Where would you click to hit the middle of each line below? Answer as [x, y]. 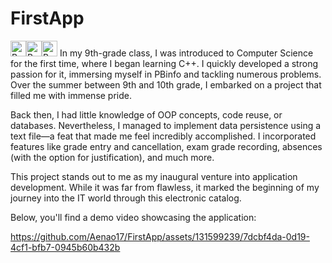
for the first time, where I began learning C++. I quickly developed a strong [164, 63]
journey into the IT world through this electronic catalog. [126, 198]
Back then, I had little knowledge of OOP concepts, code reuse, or [146, 114]
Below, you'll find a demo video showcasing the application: [133, 217]
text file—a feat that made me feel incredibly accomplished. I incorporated [163, 136]
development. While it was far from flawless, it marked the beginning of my [165, 187]
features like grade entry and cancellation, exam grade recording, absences [166, 146]
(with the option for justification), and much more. [112, 157]
